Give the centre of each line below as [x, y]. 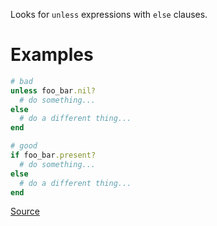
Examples [52, 55]
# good [24, 146]
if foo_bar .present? [53, 155]
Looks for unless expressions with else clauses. [109, 14]
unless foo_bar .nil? [53, 90]
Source [25, 211]
